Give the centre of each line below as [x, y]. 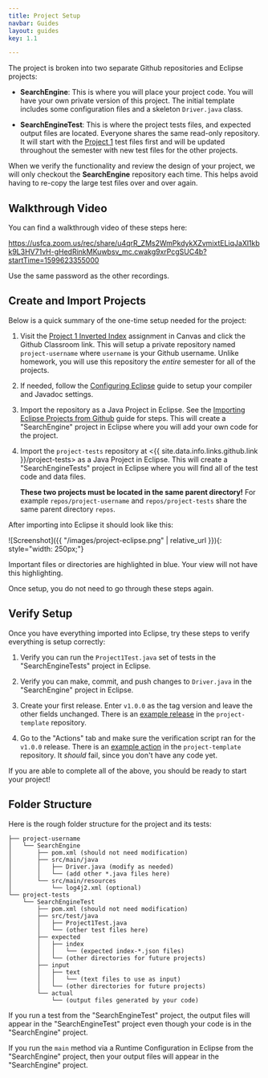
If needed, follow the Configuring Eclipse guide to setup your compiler [136, 386]
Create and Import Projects [77, 301]
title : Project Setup [45, 16]
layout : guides [34, 31]
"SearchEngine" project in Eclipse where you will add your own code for [139, 427]
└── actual [55, 993]
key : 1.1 [23, 38]
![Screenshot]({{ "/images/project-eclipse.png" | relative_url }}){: [115, 540]
